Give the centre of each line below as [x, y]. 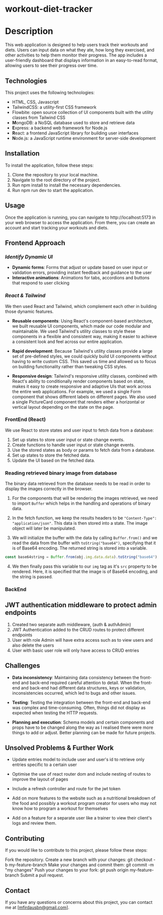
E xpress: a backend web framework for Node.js [60, 128]
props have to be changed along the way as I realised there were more [83, 727]
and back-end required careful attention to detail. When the [80, 683]
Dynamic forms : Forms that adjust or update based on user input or [80, 267]
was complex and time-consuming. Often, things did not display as [79, 707]
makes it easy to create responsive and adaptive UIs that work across [81, 386]
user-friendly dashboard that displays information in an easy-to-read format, [81, 60]
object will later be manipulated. [44, 528]
